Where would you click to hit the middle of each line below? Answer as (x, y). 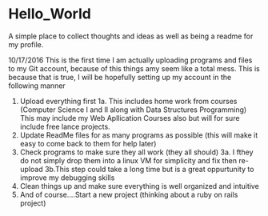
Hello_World (50, 14)
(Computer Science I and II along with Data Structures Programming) (133, 110)
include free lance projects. (65, 126)
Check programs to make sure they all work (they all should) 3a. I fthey (136, 152)
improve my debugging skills (67, 178)
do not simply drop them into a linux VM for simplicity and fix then (128, 160)
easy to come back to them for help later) (88, 143)
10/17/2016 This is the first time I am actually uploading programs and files (130, 60)
